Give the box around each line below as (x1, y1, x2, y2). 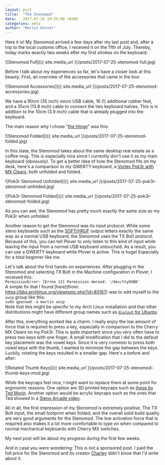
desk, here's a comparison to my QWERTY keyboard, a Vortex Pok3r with (5, 164, 154, 170)
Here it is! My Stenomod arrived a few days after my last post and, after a (5, 39, 154, 45)
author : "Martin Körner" (5, 26, 56, 31)
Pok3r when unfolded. (5, 213, 50, 219)
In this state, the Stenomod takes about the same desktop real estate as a (5, 148, 154, 154)
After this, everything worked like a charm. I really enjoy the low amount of (5, 319, 156, 324)
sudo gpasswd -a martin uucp (5, 299, 65, 305)
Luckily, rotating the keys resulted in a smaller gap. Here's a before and (5, 350, 150, 356)
